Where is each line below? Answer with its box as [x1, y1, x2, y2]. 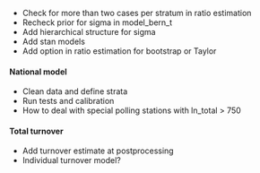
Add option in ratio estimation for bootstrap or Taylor [22, 46, 217, 56]
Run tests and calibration [22, 96, 115, 107]
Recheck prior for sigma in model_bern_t [22, 17, 173, 28]
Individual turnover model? [22, 155, 121, 166]
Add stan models [22, 36, 85, 47]
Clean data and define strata [22, 86, 128, 97]
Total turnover [9, 125, 65, 136]
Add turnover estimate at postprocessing [22, 145, 174, 156]
